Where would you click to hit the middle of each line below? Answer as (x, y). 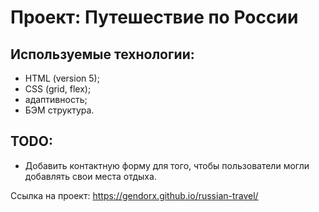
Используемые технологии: (102, 54)
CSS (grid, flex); (58, 89)
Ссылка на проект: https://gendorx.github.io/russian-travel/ (134, 195)
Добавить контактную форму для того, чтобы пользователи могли (167, 165)
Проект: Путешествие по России (154, 17)
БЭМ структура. (59, 110)
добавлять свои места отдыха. (90, 176)
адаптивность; (56, 99)
